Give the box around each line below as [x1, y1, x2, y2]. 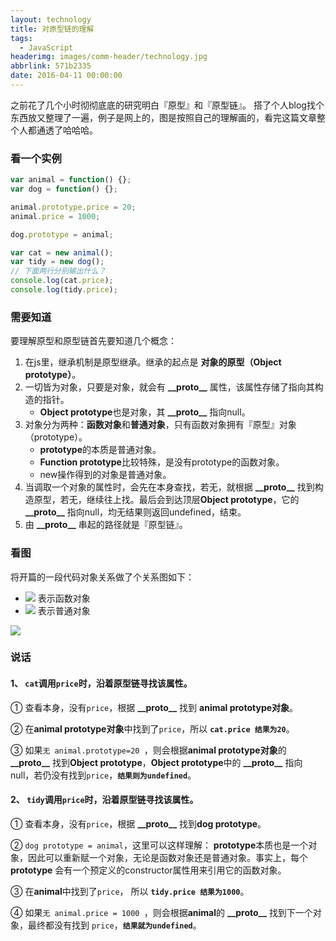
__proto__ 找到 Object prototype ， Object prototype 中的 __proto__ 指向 [10, 756, 303, 768]
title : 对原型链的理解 [10, 24, 95, 34]
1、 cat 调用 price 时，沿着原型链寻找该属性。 [10, 677, 193, 690]
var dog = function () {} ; [10, 184, 118, 195]
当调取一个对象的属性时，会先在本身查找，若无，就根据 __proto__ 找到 [24, 481, 315, 493]
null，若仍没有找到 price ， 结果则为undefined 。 [10, 769, 197, 781]
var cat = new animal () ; [10, 247, 114, 258]
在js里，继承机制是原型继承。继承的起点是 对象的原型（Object [24, 356, 282, 368]
